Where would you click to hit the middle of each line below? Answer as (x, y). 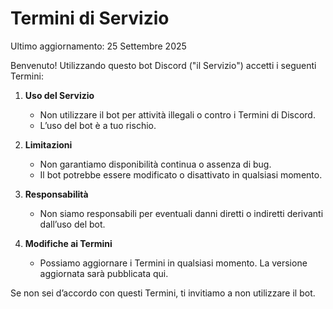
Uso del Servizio (59, 95)
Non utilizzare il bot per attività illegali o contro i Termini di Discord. (177, 114)
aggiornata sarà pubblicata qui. (104, 273)
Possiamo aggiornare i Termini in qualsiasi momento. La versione (173, 263)
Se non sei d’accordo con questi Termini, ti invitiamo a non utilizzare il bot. (163, 293)
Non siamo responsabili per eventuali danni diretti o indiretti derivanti (181, 213)
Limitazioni (48, 144)
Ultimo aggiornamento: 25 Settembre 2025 (98, 46)
